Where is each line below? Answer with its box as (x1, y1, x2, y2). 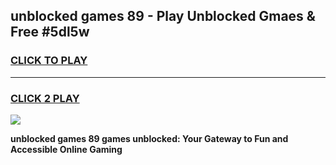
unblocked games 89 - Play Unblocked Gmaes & (10, 8, 316, 25)
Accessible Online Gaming (10, 143, 123, 155)
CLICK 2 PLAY (10, 91, 80, 105)
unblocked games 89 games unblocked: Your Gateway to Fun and (10, 132, 289, 144)
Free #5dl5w (10, 24, 90, 41)
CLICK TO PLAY (10, 54, 88, 68)
